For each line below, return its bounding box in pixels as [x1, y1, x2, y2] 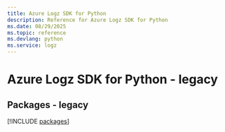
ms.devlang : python [7, 36, 63, 43]
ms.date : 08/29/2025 [7, 23, 67, 30]
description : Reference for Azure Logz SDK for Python [7, 16, 168, 23]
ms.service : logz [7, 42, 57, 49]
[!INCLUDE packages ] [7, 118, 70, 125]
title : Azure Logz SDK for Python [7, 10, 107, 17]
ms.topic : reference [7, 29, 67, 36]
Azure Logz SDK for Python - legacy [7, 71, 219, 87]
